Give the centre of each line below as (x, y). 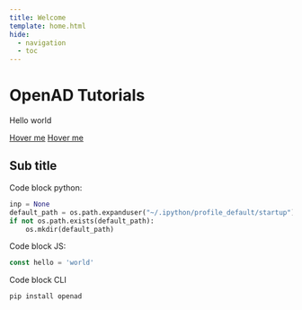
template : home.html (48, 26)
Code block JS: (38, 246)
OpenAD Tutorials (77, 96)
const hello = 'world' (52, 263)
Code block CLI (38, 280)
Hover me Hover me (46, 138)
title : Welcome (38, 18)
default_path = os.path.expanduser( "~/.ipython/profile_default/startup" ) (152, 212)
